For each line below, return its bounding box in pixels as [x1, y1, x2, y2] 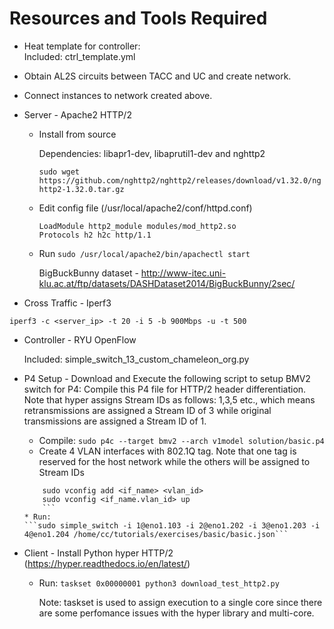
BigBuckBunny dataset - [38, 267, 139, 279]
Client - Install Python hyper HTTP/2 [23, 547, 174, 559]
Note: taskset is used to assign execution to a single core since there [38, 596, 323, 608]
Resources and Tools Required [9, 7, 268, 30]
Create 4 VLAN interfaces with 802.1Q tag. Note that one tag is [38, 445, 297, 457]
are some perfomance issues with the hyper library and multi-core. [38, 607, 315, 619]
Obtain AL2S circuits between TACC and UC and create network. [23, 70, 292, 82]
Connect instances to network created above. [23, 89, 213, 101]
